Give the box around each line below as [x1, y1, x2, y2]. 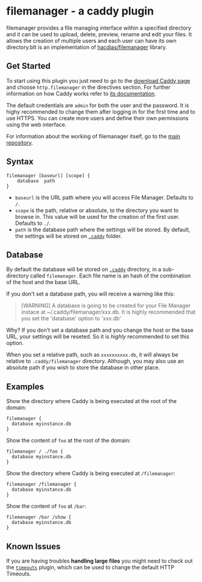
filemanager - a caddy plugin [6, 4, 154, 18]
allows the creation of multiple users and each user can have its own [6, 37, 177, 44]
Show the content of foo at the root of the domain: [6, 437, 131, 444]
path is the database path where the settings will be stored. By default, [14, 225, 191, 233]
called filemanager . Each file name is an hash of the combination [30, 272, 191, 279]
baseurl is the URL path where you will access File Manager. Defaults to [14, 193, 194, 201]
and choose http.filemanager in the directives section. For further [6, 83, 171, 91]
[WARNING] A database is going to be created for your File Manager [21, 302, 191, 309]
